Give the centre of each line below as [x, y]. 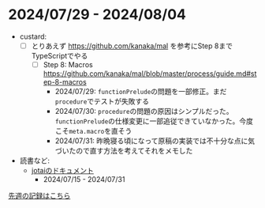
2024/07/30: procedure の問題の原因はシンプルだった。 [144, 112]
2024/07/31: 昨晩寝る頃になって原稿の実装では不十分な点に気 [155, 141]
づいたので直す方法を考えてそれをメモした [124, 151]
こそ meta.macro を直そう [93, 131]
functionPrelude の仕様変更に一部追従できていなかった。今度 [154, 121]
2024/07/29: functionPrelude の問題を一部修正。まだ [141, 92]
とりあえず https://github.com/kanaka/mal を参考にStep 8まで [132, 46]
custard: [33, 36]
